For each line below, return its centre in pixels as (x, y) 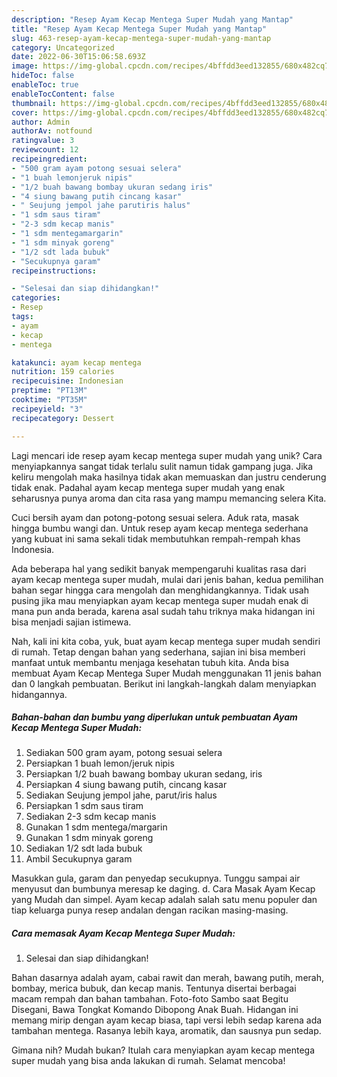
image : (25, 66)
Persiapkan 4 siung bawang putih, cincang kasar (126, 785)
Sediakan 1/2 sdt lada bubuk (84, 848)
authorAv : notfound (52, 131)
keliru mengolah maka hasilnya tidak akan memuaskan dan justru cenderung (169, 477)
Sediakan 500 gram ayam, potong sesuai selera (124, 753)
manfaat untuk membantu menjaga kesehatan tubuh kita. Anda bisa (150, 662)
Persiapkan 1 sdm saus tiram (84, 806)
